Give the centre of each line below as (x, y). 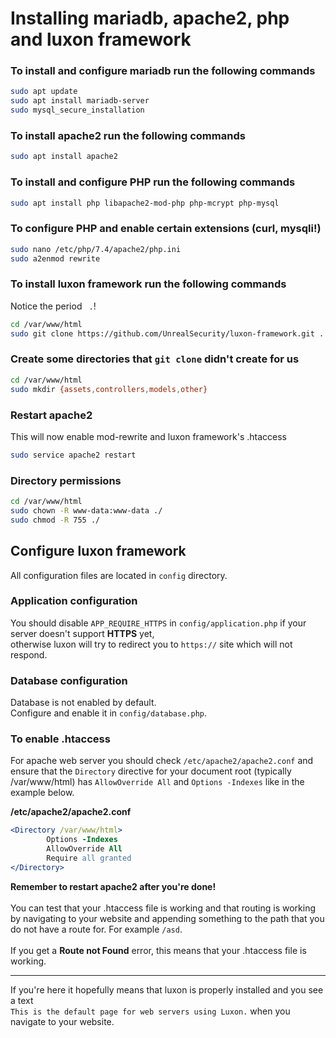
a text (22, 1000)
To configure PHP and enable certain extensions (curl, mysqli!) (166, 229)
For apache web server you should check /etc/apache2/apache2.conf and (162, 761)
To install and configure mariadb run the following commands (163, 71)
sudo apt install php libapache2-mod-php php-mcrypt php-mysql (145, 203)
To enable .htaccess (60, 739)
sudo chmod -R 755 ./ (55, 520)
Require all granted (89, 858)
